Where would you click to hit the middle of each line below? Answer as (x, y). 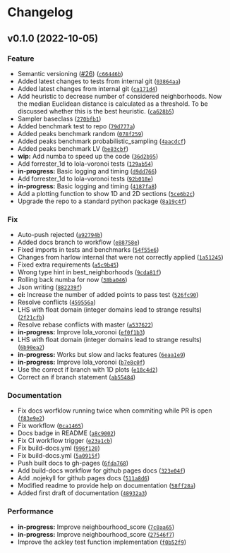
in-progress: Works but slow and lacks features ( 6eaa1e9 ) (101, 355)
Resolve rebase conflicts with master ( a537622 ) (85, 324)
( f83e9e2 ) (31, 418)
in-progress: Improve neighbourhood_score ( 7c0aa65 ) (96, 527)
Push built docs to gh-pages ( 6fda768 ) (73, 463)
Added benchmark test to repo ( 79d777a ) (76, 126)
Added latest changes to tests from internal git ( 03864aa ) (99, 81)
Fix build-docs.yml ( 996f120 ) (59, 448)
